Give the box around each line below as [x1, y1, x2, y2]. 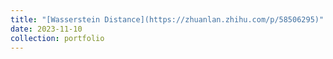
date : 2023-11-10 [10, 24, 83, 34]
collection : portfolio [10, 33, 105, 43]
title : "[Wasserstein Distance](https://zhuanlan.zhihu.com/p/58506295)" [10, 14, 325, 25]
